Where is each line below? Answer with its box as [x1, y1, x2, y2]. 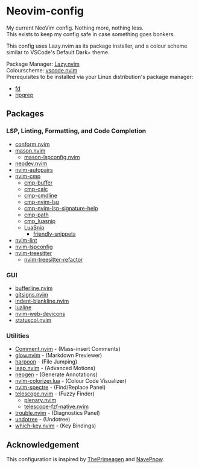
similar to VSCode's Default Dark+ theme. [6, 48, 110, 55]
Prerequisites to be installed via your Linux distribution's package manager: [6, 73, 194, 80]
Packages [6, 109, 44, 119]
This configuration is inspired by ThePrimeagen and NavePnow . [6, 456, 165, 463]
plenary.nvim [24, 397, 57, 404]
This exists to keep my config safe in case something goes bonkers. [6, 30, 175, 37]
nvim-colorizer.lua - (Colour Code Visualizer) [14, 377, 127, 385]
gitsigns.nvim [14, 291, 48, 298]
